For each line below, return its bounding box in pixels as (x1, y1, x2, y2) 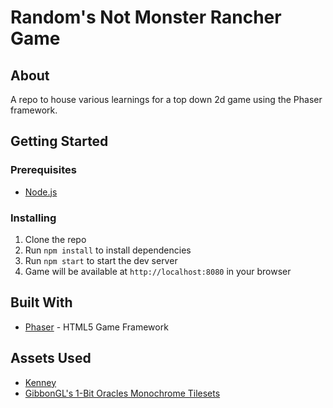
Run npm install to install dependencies (24, 244, 192, 256)
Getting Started (10, 133, 109, 150)
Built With (10, 294, 73, 311)
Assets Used (10, 350, 92, 367)
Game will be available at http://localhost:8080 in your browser (24, 265, 292, 277)
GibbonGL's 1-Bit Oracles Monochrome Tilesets (24, 387, 221, 399)
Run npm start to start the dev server (24, 254, 178, 266)
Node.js (24, 186, 58, 198)
